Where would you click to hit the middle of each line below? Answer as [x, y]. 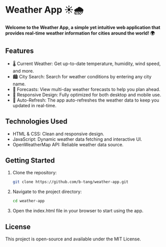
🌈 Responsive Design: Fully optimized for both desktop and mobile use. [87, 95]
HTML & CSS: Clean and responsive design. [58, 134]
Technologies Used [36, 122]
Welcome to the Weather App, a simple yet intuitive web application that [83, 27]
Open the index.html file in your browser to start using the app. [78, 211]
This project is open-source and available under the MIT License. [73, 239]
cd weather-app [29, 201]
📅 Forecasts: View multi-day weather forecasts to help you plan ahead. [86, 89]
